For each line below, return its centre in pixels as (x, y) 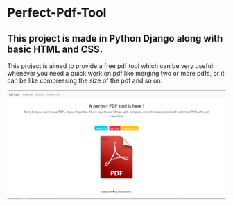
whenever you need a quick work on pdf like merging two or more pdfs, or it (116, 73)
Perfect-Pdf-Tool (57, 13)
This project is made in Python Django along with (115, 38)
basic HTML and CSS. (55, 49)
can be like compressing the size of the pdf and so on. (85, 80)
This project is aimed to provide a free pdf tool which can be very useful (110, 66)
